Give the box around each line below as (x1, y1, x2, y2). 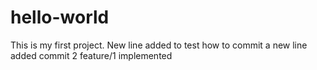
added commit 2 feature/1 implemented (10, 49, 173, 61)
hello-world (10, 6, 110, 29)
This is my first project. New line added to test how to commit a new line (10, 39, 308, 51)
